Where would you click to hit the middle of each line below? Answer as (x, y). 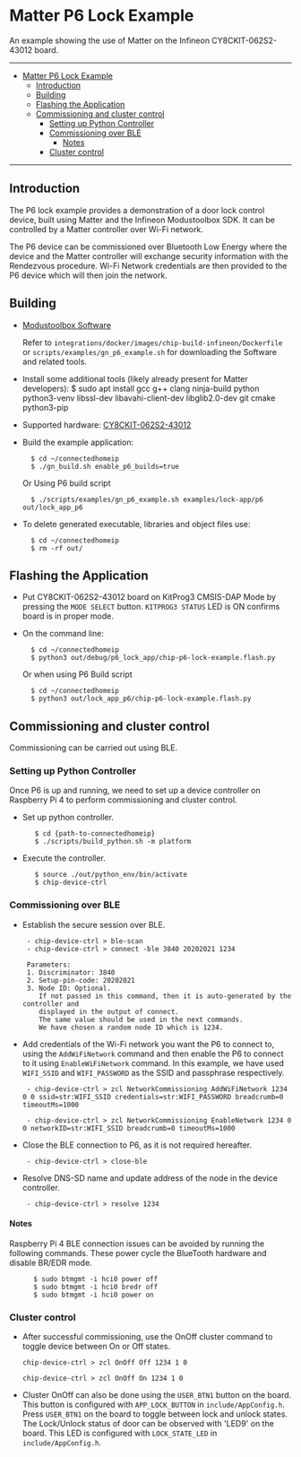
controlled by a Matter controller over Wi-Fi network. (107, 229)
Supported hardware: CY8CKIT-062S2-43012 (107, 425)
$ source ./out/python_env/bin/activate (111, 875)
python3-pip (45, 407)
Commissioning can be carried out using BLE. (93, 748)
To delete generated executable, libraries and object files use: (136, 524)
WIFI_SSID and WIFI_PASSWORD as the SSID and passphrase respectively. (153, 1072)
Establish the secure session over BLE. (94, 924)
